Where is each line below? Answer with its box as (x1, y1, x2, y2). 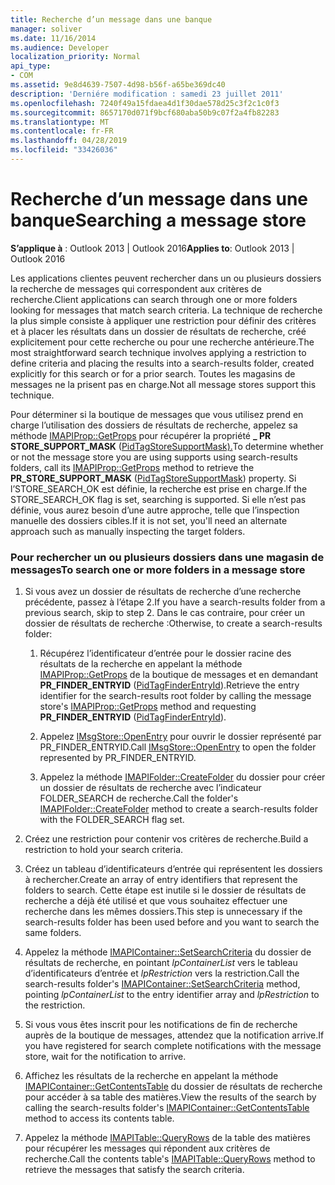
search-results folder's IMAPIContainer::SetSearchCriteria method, (24, 978, 301, 990)
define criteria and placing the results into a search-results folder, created (10, 357, 315, 369)
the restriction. (24, 999, 86, 1011)
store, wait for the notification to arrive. (24, 1051, 187, 1063)
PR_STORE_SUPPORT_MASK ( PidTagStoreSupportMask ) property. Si (10, 472, 297, 484)
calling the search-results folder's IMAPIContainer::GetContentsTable (24, 1102, 310, 1114)
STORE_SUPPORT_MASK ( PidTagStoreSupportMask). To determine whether (10, 440, 324, 452)
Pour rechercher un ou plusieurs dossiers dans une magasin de (10, 550, 325, 564)
